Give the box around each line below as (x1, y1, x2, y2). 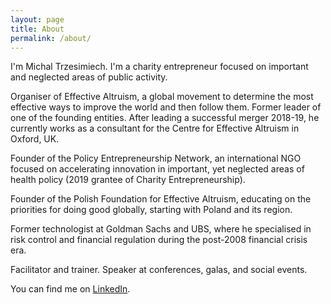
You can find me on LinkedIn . (10, 283, 131, 295)
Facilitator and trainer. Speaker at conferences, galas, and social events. (10, 264, 308, 276)
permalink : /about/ (10, 33, 92, 43)
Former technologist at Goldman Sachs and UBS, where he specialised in (10, 223, 312, 235)
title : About (10, 24, 65, 34)
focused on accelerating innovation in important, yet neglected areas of (10, 163, 305, 175)
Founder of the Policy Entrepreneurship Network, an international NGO (10, 152, 302, 165)
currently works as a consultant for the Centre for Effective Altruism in (10, 122, 300, 135)
